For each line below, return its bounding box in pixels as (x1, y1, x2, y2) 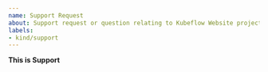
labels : (8, 26, 34, 34)
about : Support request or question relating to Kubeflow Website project (8, 19, 262, 27)
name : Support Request (8, 11, 84, 20)
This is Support (8, 55, 61, 65)
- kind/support (8, 33, 59, 42)
